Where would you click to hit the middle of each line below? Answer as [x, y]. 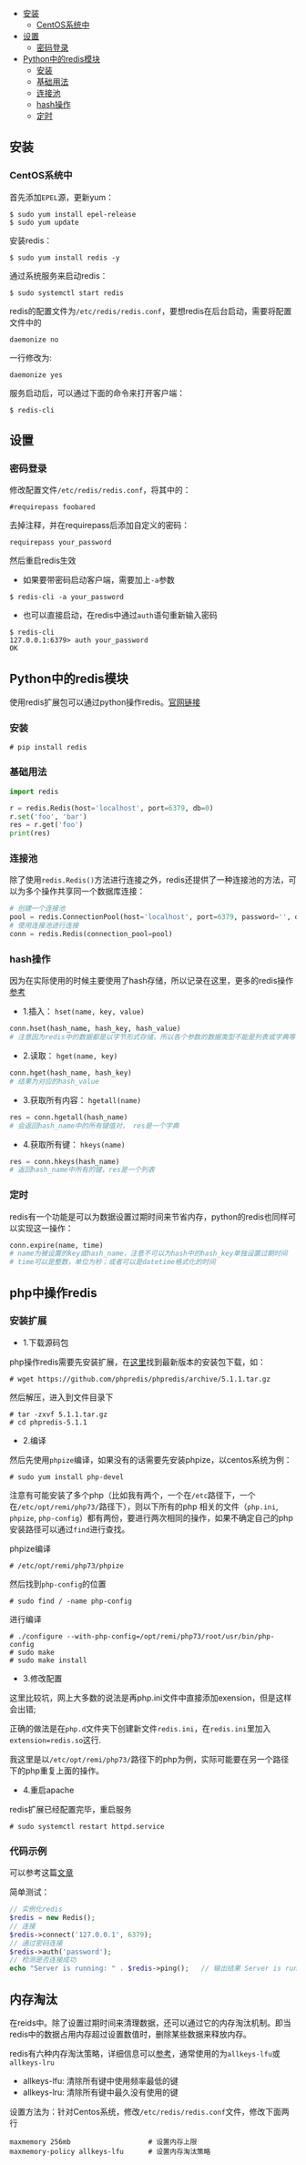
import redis [34, 791]
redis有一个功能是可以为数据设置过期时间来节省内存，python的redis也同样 [149, 1216]
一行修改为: [31, 357]
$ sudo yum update [44, 222]
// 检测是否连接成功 [43, 1960]
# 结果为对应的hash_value [55, 1081]
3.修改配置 [42, 1678]
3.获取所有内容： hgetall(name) [82, 1099]
